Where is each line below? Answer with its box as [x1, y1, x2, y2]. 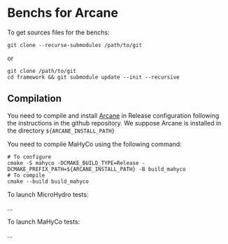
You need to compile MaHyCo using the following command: [7, 140, 182, 148]
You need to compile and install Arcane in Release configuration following [7, 111, 220, 120]
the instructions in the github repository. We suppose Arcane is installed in [7, 118, 222, 127]
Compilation [7, 93, 62, 104]
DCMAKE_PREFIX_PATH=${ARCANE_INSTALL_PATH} [7, 165, 136, 172]
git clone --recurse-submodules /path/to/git [7, 41, 142, 48]
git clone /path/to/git [7, 67, 77, 74]
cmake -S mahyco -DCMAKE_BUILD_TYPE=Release [7, 159, 139, 166]
